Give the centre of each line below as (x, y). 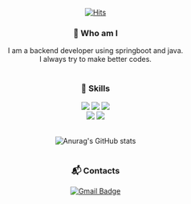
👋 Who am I (95, 33)
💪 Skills (95, 88)
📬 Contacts (95, 170)
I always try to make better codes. (95, 59)
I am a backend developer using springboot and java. (95, 51)
